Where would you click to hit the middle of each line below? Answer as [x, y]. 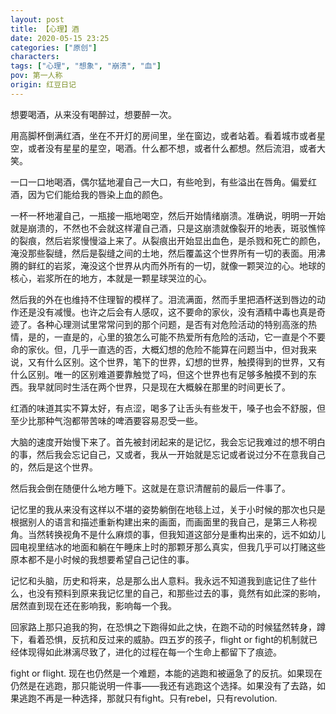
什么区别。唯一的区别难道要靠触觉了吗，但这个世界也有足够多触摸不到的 [159, 374]
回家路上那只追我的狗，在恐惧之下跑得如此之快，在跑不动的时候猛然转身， [163, 627]
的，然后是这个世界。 [54, 467]
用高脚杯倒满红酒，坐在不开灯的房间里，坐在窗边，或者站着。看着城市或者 [163, 135]
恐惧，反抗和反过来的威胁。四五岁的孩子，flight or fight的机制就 [176, 639]
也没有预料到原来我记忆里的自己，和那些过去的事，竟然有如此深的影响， [176, 593]
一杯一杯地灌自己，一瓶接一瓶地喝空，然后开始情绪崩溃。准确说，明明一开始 [168, 215]
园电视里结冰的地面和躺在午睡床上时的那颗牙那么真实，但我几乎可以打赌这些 [168, 547]
